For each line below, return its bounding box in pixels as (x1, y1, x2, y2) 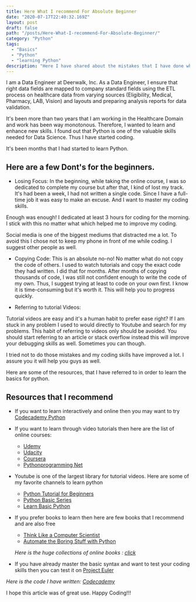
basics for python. (6, 375, 50, 382)
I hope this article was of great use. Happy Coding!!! (6, 589, 131, 596)
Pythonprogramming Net (23, 462, 83, 468)
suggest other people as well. (6, 244, 78, 251)
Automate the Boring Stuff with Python (23, 538, 116, 545)
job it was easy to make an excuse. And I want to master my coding (26, 197, 188, 204)
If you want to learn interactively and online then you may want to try (14, 408, 180, 414)
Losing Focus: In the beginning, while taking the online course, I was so (14, 178, 187, 185)
